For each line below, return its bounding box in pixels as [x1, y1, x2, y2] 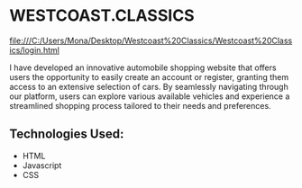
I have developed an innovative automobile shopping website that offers [9, 62, 277, 73]
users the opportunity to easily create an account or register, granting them [9, 71, 289, 82]
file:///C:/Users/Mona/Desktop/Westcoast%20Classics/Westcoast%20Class [9, 35, 293, 46]
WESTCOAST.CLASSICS [9, 5, 196, 26]
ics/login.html [9, 44, 60, 55]
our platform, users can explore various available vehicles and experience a [9, 91, 290, 102]
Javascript [22, 159, 62, 171]
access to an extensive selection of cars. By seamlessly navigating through [9, 81, 288, 92]
